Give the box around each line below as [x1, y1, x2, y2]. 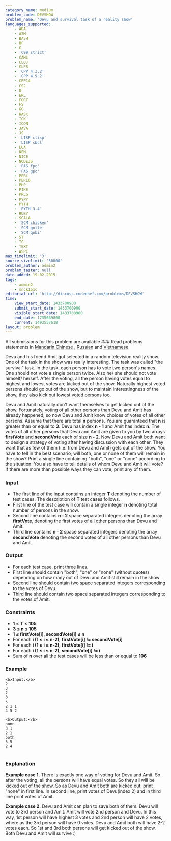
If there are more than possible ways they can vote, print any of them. [5, 466, 152, 472]
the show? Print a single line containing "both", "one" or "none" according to [5, 456, 165, 462]
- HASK [14, 111, 28, 117]
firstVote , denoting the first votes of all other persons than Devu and [12, 518, 157, 524]
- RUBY [14, 211, 28, 216]
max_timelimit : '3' [5, 254, 47, 259]
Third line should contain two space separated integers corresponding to [12, 591, 166, 597]
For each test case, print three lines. [12, 564, 89, 570]
